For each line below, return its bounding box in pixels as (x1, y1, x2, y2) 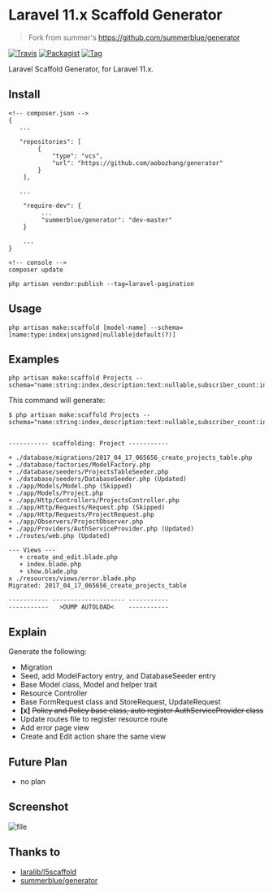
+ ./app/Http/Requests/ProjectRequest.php (8, 510, 154, 519)
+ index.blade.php (19, 561, 82, 569)
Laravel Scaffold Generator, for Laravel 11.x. (8, 63, 154, 74)
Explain (8, 625, 47, 639)
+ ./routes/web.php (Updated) (8, 532, 111, 540)
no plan (19, 777, 46, 786)
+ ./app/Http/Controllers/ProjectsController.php (8, 496, 180, 505)
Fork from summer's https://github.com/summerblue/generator (28, 33, 240, 42)
